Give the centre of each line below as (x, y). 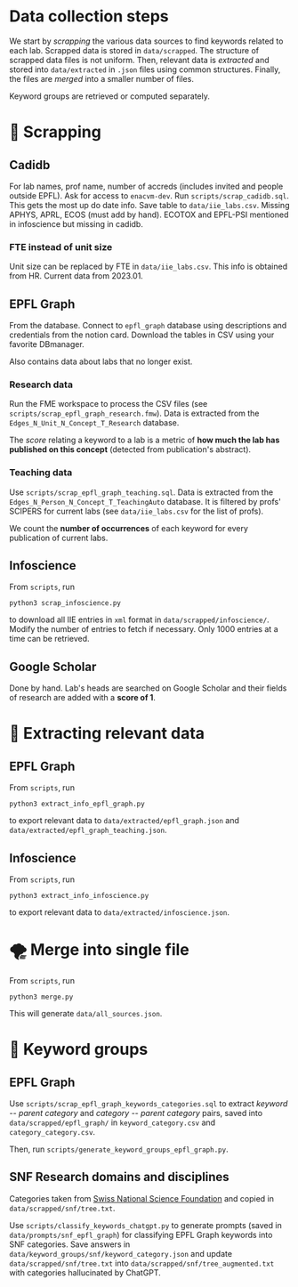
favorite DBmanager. (47, 344)
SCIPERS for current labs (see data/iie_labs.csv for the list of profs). (137, 511)
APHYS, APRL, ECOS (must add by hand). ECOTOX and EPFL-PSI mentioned (149, 214)
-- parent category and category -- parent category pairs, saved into (136, 1113)
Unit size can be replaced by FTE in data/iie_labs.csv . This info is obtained (149, 267)
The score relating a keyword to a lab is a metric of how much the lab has (145, 440)
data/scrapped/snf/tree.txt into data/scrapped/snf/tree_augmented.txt (142, 1263)
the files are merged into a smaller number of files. (101, 78)
